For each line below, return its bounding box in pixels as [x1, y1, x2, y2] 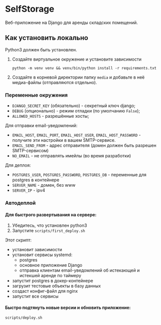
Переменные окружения [5, 91, 68, 98]
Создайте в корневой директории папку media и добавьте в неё [12, 74, 145, 80]
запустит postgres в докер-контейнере [12, 278, 94, 284]
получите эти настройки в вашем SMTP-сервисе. [12, 137, 116, 143]
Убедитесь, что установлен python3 [12, 222, 87, 228]
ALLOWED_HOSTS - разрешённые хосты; [12, 113, 89, 119]
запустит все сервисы [12, 293, 59, 299]
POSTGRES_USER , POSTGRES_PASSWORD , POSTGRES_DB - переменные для [12, 172, 146, 178]
